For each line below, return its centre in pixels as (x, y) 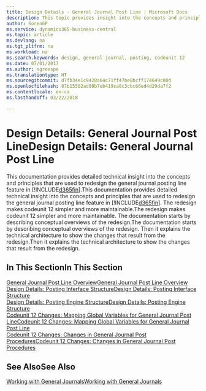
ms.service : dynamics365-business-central (61, 29)
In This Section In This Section (64, 268)
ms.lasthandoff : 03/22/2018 (42, 98)
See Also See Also (41, 367)
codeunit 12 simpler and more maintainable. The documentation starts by (99, 215)
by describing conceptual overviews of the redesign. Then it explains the (98, 228)
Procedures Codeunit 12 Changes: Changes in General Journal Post (91, 341)
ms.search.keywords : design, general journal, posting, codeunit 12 (96, 58)
